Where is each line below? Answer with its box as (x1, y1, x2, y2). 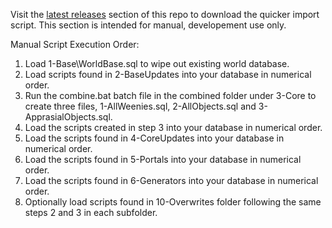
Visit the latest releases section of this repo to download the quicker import (10, 9, 320, 20)
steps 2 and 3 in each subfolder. (24, 207, 158, 218)
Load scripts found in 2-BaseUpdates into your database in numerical (24, 69, 312, 80)
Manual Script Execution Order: (10, 39, 140, 50)
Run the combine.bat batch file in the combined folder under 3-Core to (24, 90, 317, 101)
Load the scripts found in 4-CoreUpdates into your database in (24, 132, 285, 144)
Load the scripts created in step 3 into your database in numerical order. (24, 122, 323, 133)
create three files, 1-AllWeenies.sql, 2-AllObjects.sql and (24, 100, 257, 112)
